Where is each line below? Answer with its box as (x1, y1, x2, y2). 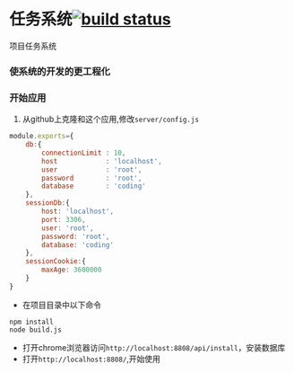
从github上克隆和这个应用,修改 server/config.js (22, 114, 200, 125)
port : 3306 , (41, 215, 87, 224)
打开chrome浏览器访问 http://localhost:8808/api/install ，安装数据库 (22, 342, 286, 352)
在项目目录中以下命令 (22, 299, 101, 310)
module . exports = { (9, 132, 74, 141)
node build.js (9, 325, 63, 334)
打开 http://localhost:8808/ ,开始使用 (22, 353, 161, 364)
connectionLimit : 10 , (41, 148, 126, 157)
